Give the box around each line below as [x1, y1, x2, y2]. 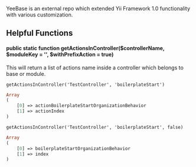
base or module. [6, 70, 46, 77]
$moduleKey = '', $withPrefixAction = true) [6, 51, 114, 58]
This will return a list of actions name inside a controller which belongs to [6, 64, 184, 71]
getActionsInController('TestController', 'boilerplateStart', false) [6, 124, 184, 130]
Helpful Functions [6, 28, 73, 38]
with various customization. [6, 11, 73, 18]
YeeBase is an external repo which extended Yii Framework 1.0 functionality [6, 5, 191, 12]
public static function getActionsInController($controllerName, [6, 44, 165, 52]
